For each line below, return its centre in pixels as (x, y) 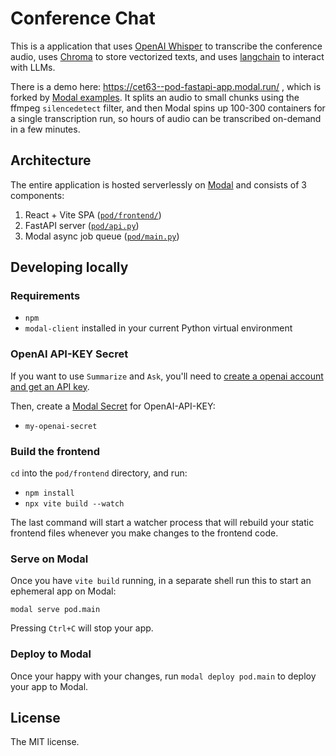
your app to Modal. (49, 686)
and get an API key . (50, 386)
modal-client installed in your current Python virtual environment (158, 328)
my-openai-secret (61, 426)
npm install (49, 493)
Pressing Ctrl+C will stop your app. (82, 628)
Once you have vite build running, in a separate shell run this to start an (161, 581)
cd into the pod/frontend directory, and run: (99, 473)
